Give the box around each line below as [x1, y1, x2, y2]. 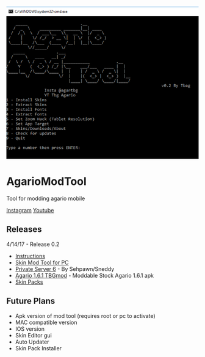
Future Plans [6, 296, 56, 306]
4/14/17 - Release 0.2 [6, 240, 60, 248]
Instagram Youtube [6, 206, 54, 214]
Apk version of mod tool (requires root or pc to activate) [15, 312, 156, 319]
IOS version [15, 325, 45, 333]
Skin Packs [15, 278, 43, 286]
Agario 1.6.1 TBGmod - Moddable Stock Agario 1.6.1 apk [15, 272, 154, 279]
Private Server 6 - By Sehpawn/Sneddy [15, 265, 115, 272]
